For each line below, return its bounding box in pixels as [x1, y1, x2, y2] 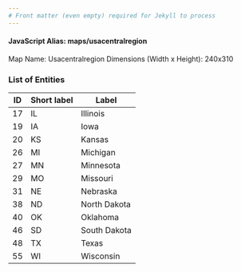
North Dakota [81, 199, 132, 210]
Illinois [81, 108, 105, 120]
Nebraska [81, 186, 117, 197]
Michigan [81, 147, 116, 158]
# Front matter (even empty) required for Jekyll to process [8, 11, 216, 20]
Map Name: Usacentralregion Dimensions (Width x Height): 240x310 [8, 53, 234, 64]
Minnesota [81, 160, 121, 171]
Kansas [81, 134, 109, 145]
